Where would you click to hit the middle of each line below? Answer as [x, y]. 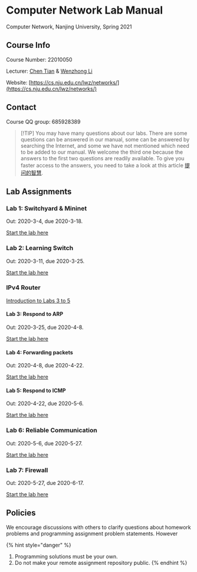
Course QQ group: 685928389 [43, 121]
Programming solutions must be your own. [66, 556]
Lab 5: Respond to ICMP [36, 390]
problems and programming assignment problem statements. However [92, 534]
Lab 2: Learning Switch [40, 248]
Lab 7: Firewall [27, 470]
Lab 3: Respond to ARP [35, 314]
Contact [21, 107]
